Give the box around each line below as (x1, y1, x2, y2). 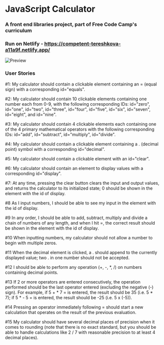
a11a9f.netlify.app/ (5, 47, 50, 54)
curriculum (5, 27, 32, 34)
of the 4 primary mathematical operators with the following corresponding (5, 126, 155, 132)
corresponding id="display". (5, 171, 62, 176)
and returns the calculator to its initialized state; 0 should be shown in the (5, 185, 153, 191)
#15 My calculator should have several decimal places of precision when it (5, 318, 155, 325)
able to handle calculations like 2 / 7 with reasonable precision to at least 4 (5, 329, 156, 335)
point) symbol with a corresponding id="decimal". (5, 146, 105, 152)
